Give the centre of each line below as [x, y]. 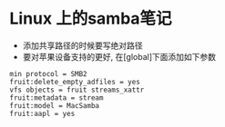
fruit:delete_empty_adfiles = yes [75, 82]
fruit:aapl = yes [42, 113]
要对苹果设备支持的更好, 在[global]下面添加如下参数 [119, 56]
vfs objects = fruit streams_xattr [77, 90]
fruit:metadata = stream [56, 98]
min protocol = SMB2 [49, 73]
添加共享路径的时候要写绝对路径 [82, 45]
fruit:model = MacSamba [55, 105]
